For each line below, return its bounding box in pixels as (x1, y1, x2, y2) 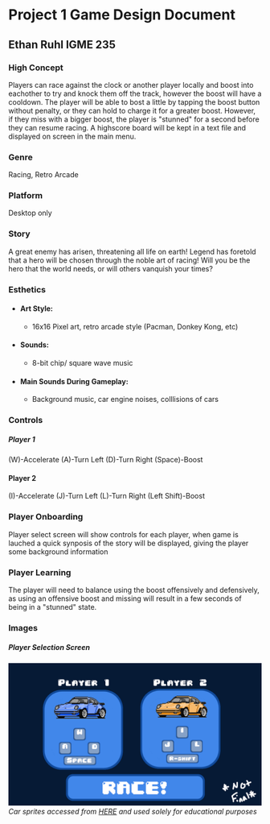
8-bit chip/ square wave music (31, 358, 133, 368)
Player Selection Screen (8, 642, 91, 652)
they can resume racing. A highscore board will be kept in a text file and (8, 122, 247, 132)
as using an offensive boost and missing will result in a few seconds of (8, 594, 243, 603)
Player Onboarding (8, 511, 84, 523)
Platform (8, 190, 43, 201)
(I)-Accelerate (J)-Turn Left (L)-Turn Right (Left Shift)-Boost (8, 491, 205, 501)
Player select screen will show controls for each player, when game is (8, 529, 239, 539)
